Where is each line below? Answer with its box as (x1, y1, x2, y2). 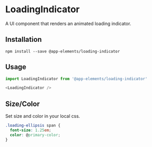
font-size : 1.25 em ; (10, 128, 52, 133)
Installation (5, 35, 42, 44)
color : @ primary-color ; (10, 132, 60, 137)
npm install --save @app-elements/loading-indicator (5, 48, 120, 54)
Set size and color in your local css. (5, 113, 80, 119)
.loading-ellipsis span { (5, 123, 60, 128)
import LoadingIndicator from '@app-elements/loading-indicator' (5, 76, 147, 81)
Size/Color (5, 100, 40, 108)
